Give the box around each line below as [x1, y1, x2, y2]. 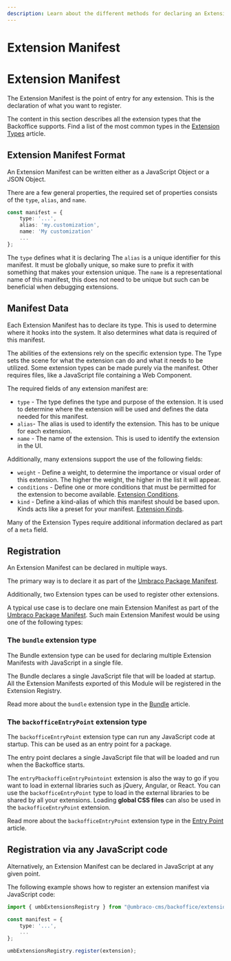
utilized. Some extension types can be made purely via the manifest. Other [7, 363, 219, 372]
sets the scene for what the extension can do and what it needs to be [7, 356, 203, 364]
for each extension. [16, 426, 72, 435]
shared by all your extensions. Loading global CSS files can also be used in [7, 796, 221, 805]
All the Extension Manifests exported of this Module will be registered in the [7, 679, 221, 688]
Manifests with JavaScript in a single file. [7, 659, 123, 667]
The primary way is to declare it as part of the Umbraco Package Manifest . [7, 577, 219, 586]
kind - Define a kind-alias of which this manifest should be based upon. [16, 497, 220, 506]
